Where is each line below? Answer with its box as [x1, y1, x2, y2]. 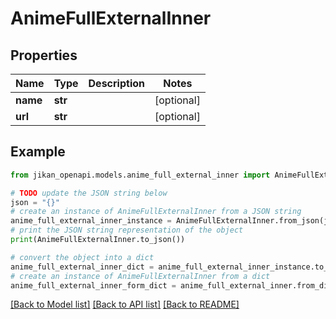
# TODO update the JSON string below [10, 188, 168, 198]
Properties [10, 47, 78, 64]
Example [10, 143, 66, 161]
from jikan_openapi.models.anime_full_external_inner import [10, 170, 271, 180]
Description [88, 77, 145, 90]
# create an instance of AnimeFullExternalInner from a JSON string [10, 207, 302, 217]
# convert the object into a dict [10, 252, 155, 262]
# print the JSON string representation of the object [10, 225, 244, 236]
